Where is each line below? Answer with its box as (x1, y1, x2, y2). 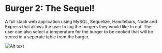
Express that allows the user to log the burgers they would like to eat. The (5, 23, 152, 29)
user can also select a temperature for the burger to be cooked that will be (5, 29, 153, 34)
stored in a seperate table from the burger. (5, 34, 89, 40)
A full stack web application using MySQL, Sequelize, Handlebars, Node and (5, 19, 157, 24)
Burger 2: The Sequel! (5, 3, 95, 14)
